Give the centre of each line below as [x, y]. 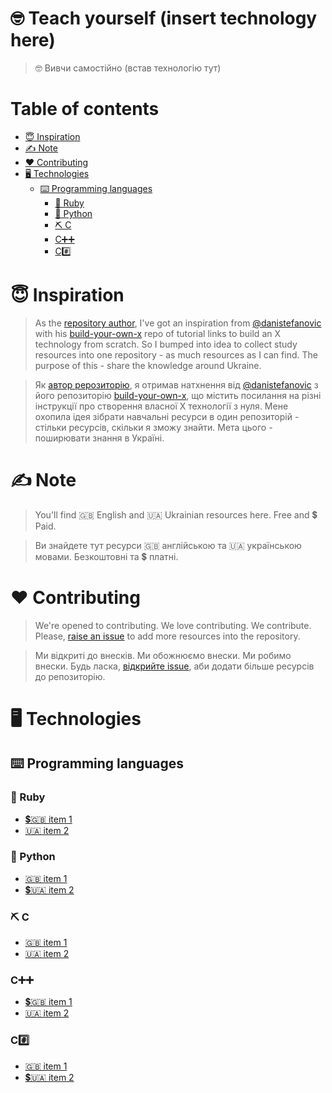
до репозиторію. [70, 676]
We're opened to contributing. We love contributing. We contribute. [173, 625]
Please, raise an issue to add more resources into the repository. [167, 636]
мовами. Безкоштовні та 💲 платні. [106, 556]
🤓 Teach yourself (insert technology [164, 18]
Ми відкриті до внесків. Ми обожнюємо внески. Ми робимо [163, 655]
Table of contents [85, 109]
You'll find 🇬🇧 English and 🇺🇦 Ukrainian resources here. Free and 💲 [176, 514]
